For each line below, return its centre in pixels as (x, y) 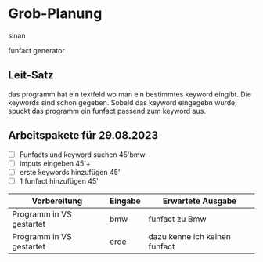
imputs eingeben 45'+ (55, 163)
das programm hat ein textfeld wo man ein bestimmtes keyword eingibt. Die (130, 94)
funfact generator (36, 50)
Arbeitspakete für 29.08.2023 (83, 135)
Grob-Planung (55, 14)
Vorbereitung (57, 201)
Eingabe (125, 201)
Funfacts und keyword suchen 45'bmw (83, 155)
